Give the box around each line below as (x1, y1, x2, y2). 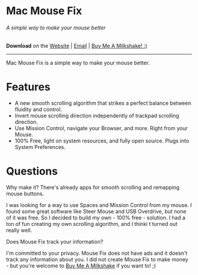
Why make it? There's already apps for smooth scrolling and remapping (6, 184, 180, 191)
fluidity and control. (14, 106, 62, 113)
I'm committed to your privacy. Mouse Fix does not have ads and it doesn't (6, 250, 187, 257)
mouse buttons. (6, 190, 44, 198)
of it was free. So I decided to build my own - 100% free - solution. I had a (6, 214, 186, 221)
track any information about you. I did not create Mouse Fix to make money (6, 256, 189, 263)
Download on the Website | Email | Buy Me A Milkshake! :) (6, 43, 147, 50)
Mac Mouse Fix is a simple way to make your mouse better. (6, 59, 150, 66)
